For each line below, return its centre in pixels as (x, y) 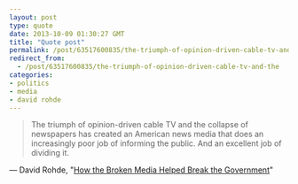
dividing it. (50, 153)
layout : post (33, 17)
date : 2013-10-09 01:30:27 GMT (67, 34)
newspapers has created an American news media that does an (147, 134)
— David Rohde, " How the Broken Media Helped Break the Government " (141, 170)
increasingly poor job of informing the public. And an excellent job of (156, 143)
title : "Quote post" (47, 42)
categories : (31, 75)
